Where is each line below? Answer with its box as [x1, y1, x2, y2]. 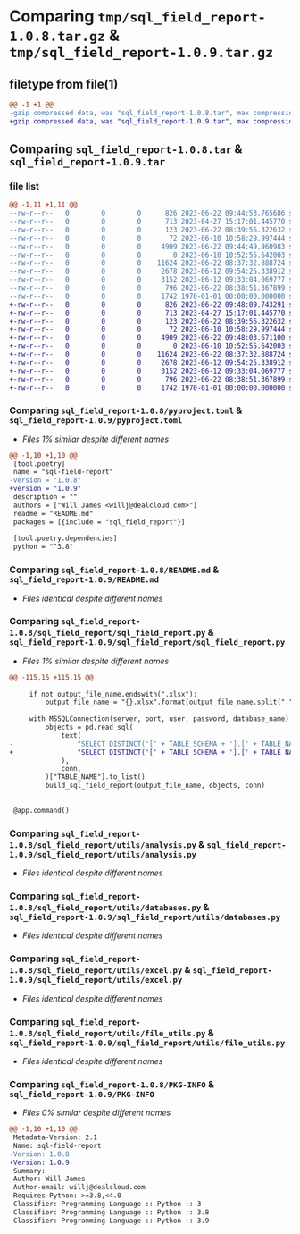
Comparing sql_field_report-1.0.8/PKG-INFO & [9, 1078, 215, 1090]
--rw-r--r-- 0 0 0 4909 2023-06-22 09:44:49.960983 [9, 241, 286, 251]
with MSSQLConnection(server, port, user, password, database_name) [29, 714, 290, 723]
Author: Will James [12, 1174, 87, 1184]
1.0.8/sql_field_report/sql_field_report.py [9, 628, 206, 638]
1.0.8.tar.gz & [9, 25, 121, 46]
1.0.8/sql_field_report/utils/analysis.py [9, 840, 196, 850]
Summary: [12, 1166, 46, 1175]
